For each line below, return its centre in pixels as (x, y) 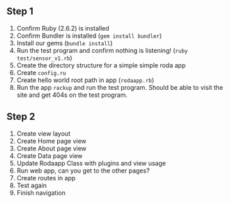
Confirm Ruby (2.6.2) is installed (63, 28)
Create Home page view (51, 141)
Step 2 (21, 117)
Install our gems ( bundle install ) (64, 43)
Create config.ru (41, 72)
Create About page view (52, 148)
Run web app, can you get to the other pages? (83, 171)
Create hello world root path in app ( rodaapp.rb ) (85, 80)
